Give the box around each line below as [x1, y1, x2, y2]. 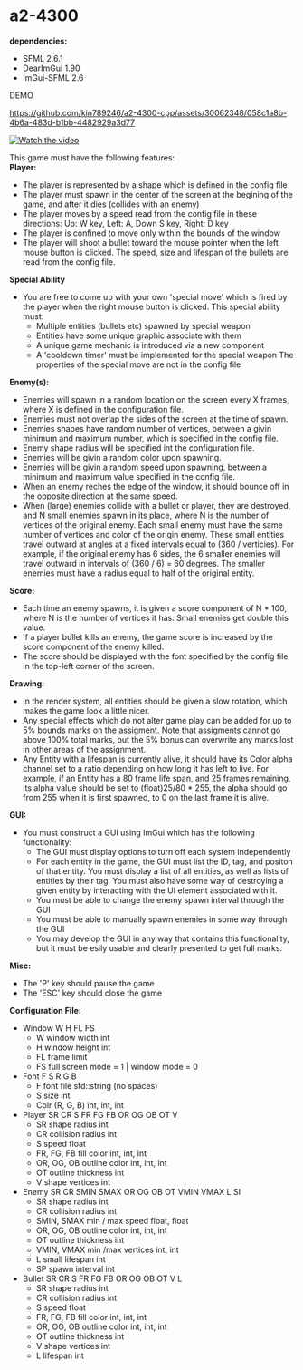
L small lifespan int [35, 1253, 106, 1265]
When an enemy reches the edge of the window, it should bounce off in [22, 481, 289, 491]
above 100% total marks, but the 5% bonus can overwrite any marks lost [22, 734, 294, 744]
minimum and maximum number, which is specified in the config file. [22, 432, 279, 443]
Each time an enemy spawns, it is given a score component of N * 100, [22, 602, 288, 613]
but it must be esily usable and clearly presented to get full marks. [35, 942, 283, 953]
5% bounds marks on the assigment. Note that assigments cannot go [22, 724, 281, 735]
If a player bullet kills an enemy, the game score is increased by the [22, 631, 273, 642]
